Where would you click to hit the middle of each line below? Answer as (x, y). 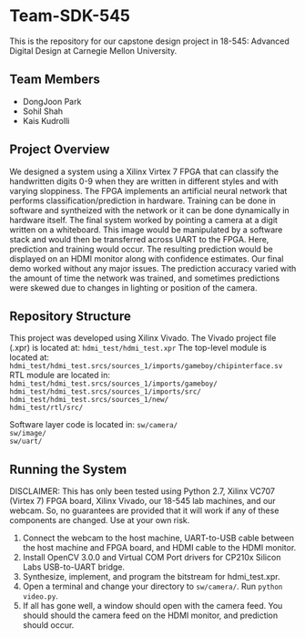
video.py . (41, 596)
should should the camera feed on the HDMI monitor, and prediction (150, 615)
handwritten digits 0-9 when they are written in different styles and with (144, 181)
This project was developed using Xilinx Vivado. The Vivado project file (143, 338)
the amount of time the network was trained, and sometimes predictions (145, 278)
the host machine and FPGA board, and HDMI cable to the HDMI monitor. (159, 548)
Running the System (68, 469)
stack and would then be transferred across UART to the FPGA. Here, (139, 239)
